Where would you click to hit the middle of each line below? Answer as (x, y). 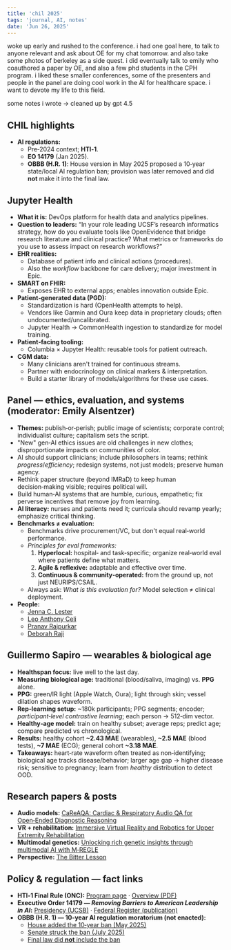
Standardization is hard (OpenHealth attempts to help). (105, 305)
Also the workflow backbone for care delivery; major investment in (122, 268)
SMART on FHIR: (41, 283)
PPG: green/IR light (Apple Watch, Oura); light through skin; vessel (111, 694)
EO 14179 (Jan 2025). (58, 157)
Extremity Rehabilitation (51, 835)
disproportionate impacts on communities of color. (89, 449)
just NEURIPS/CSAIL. (68, 582)
